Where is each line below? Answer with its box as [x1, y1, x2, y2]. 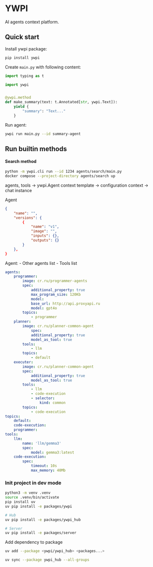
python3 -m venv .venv [5, 490, 51, 495]
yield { [14, 104, 29, 109]
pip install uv [5, 500, 36, 504]
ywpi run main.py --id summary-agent [5, 131, 81, 136]
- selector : [30, 396, 55, 401]
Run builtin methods [5, 145, 67, 153]
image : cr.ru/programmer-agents [22, 278, 88, 284]
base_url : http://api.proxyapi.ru [30, 301, 100, 306]
